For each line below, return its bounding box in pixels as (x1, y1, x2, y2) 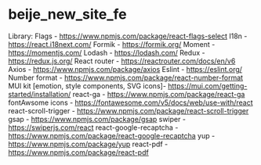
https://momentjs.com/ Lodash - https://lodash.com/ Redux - (8, 48, 205, 57)
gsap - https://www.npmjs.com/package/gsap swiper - (8, 114, 187, 124)
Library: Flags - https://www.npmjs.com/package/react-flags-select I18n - (8, 31, 248, 41)
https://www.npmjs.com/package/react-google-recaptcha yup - (8, 131, 216, 140)
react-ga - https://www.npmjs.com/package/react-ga (72, 89, 245, 99)
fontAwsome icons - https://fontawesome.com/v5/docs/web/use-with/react (8, 98, 253, 107)
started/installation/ (8, 89, 71, 99)
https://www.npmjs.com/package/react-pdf (8, 147, 149, 157)
